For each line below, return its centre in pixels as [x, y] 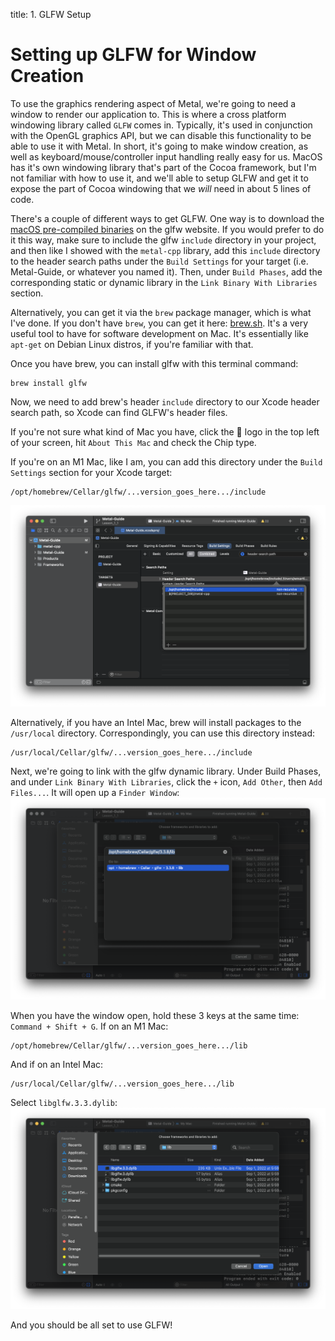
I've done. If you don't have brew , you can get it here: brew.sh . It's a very [159, 323]
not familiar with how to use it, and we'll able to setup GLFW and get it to [159, 178]
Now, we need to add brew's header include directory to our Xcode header [165, 401]
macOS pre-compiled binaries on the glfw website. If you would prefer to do [167, 229]
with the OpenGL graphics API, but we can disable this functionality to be [161, 135]
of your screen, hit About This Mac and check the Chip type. [133, 442]
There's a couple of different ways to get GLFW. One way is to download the [167, 218]
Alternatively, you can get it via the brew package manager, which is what [161, 312]
